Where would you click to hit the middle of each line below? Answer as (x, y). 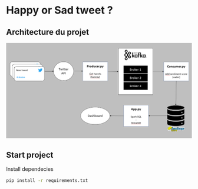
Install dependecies (30, 169)
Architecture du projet (48, 32)
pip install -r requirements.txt (47, 181)
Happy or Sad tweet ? (60, 10)
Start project (30, 155)
